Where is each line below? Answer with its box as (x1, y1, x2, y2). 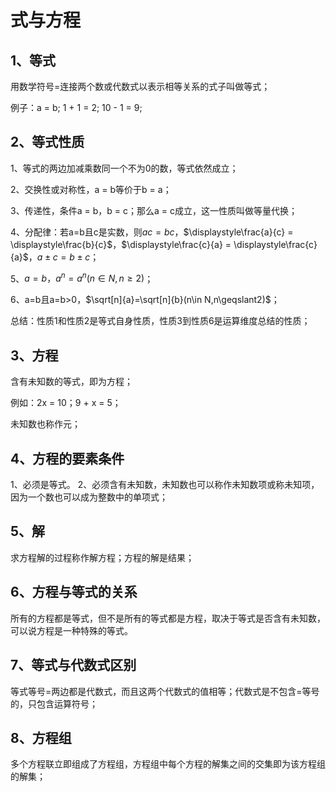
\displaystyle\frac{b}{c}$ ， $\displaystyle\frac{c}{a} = (10, 238, 232, 250)
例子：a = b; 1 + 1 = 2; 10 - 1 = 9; (10, 102, 143, 113)
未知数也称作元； (10, 418, 81, 430)
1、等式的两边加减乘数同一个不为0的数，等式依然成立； (10, 162, 239, 174)
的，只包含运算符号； (10, 697, 98, 710)
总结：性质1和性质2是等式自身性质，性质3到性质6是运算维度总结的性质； (10, 315, 311, 327)
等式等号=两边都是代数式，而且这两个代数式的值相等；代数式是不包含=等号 (10, 685, 320, 697)
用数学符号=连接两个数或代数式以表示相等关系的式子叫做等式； (10, 81, 271, 92)
